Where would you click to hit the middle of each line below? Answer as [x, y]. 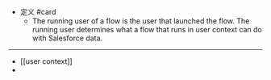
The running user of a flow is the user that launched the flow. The [141, 21]
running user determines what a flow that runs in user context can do [147, 29]
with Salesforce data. [67, 38]
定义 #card [38, 12]
